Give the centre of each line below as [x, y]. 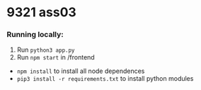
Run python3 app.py [46, 50]
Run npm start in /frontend [56, 57]
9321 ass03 [42, 12]
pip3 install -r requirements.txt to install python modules [105, 79]
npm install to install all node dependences [81, 71]
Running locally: [35, 35]
